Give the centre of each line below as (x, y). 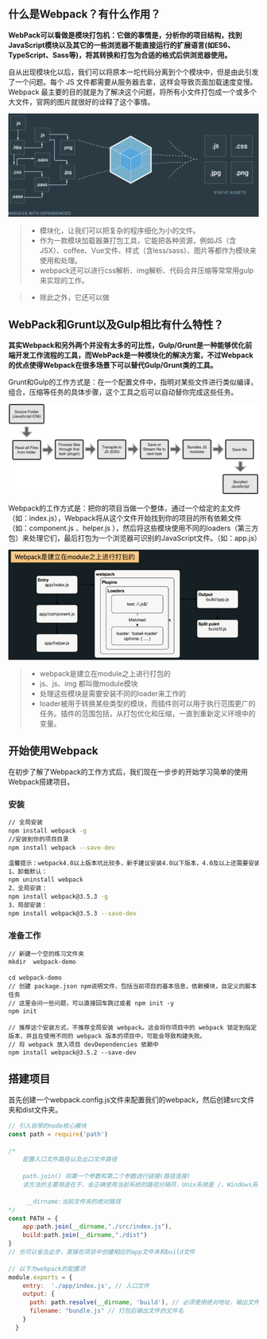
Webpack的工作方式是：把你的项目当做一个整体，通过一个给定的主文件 (125, 508)
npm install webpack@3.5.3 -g (58, 897)
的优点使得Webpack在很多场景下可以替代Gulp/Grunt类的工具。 (113, 365)
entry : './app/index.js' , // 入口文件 (86, 1286)
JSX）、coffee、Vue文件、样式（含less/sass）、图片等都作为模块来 (148, 250)
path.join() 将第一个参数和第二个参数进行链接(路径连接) (106, 1176)
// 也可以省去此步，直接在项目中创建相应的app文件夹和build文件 (102, 1252)
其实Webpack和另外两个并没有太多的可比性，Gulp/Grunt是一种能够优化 (127, 345)
